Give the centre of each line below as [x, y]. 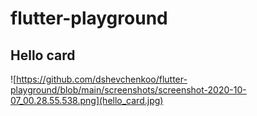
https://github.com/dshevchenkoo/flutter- [102, 79]
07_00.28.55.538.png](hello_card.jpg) [87, 100]
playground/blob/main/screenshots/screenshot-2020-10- [128, 90]
